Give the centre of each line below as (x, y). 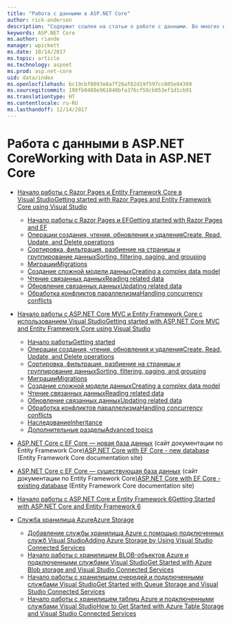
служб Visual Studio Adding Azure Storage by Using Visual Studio (120, 540)
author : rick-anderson (40, 20)
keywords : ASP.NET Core (41, 33)
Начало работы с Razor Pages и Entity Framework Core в (99, 192)
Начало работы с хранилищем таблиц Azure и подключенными (121, 599)
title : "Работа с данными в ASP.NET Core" (69, 13)
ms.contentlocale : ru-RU (43, 103)
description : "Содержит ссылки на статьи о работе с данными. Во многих (113, 26)
